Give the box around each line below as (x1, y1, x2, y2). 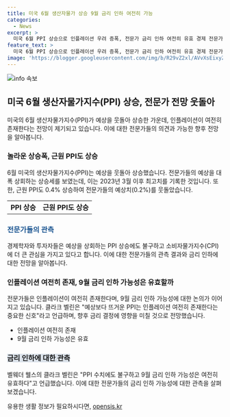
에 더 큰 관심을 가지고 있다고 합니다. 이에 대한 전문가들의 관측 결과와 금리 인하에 (7, 251, 219, 259)
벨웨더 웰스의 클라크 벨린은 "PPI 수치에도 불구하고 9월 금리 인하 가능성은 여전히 (7, 370, 218, 379)
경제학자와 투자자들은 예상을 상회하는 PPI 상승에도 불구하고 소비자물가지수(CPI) (7, 242, 219, 250)
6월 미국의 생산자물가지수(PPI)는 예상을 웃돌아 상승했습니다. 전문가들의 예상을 (7, 168, 215, 177)
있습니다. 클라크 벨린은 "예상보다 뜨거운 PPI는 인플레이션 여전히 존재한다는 (19, 303, 218, 312)
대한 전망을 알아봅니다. (7, 259, 68, 267)
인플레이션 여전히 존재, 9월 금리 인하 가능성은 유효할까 (7, 278, 174, 288)
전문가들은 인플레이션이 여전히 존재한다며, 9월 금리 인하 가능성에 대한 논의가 (7, 294, 210, 303)
